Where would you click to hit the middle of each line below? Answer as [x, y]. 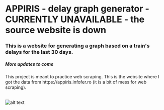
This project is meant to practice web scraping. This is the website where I [82, 77]
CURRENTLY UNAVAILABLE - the [75, 19]
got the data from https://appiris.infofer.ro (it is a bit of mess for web [76, 82]
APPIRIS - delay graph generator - [77, 9]
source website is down [56, 30]
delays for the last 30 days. [39, 52]
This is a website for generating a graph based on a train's [77, 46]
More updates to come [29, 64]
